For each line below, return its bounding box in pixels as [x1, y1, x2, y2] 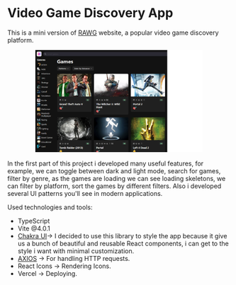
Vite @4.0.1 [17, 224, 51, 233]
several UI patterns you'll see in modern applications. [7, 190, 163, 198]
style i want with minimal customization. [17, 247, 135, 255]
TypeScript [17, 217, 50, 226]
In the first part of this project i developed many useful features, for [7, 159, 204, 168]
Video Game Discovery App [7, 5, 174, 21]
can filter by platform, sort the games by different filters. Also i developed [7, 182, 222, 190]
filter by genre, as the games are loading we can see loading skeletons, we [7, 175, 226, 183]
